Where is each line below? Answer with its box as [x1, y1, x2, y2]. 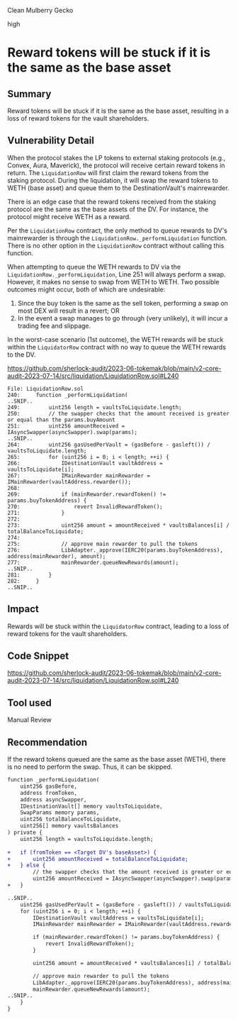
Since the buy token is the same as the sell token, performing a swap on [17, 299, 229, 307]
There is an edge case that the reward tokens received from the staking [7, 197, 216, 206]
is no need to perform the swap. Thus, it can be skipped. [7, 762, 173, 772]
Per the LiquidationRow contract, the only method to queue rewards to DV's [7, 226, 228, 235]
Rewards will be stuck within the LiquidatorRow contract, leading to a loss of [7, 622, 229, 630]
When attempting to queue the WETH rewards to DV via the [7, 262, 181, 271]
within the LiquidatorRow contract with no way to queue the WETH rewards [7, 343, 227, 351]
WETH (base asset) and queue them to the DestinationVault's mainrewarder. [7, 184, 229, 192]
